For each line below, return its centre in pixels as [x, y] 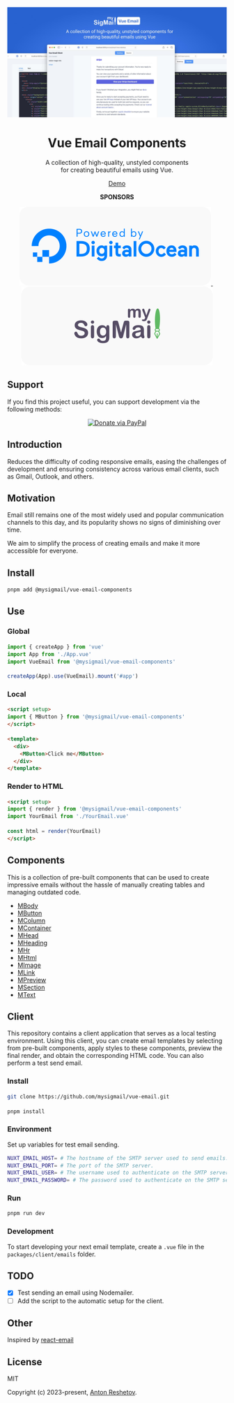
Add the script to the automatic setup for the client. [91, 1301]
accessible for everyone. [43, 551]
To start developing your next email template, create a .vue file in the [106, 1246]
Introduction [35, 445]
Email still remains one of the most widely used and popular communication [116, 515]
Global [18, 632]
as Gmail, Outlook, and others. [50, 476]
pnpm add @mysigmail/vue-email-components [70, 590]
